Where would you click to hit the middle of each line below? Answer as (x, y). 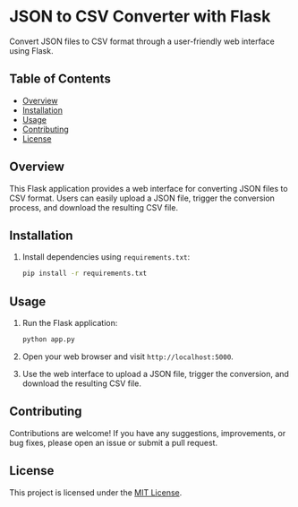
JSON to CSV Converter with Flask (140, 17)
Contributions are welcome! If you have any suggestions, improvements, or (148, 433)
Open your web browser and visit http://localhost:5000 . (128, 357)
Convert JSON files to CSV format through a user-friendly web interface (142, 41)
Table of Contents (60, 79)
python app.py (48, 339)
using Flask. (31, 50)
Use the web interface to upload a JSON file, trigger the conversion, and (155, 374)
